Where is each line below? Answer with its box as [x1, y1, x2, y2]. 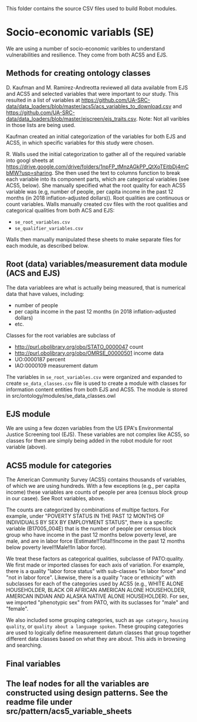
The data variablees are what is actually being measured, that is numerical [6, 284, 186, 291]
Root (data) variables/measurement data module [6, 259, 188, 269]
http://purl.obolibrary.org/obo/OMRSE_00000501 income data [14, 350, 164, 357]
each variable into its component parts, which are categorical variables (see [6, 175, 189, 182]
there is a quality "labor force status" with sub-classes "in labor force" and [6, 568, 186, 575]
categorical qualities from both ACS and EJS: [6, 207, 115, 214]
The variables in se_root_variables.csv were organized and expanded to [6, 373, 183, 380]
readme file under [6, 697, 73, 707]
